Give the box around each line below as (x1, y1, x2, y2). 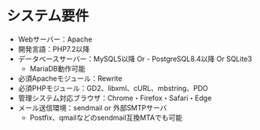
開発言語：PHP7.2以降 (17, 44, 90, 53)
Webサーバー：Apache (17, 34, 93, 44)
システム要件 (6, 7, 90, 25)
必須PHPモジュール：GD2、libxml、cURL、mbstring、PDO (17, 83, 209, 92)
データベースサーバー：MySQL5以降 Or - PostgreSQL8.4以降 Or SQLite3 (17, 54, 252, 63)
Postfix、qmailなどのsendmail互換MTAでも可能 (29, 113, 183, 122)
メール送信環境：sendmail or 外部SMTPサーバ (17, 103, 167, 112)
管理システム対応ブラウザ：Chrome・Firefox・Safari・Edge (17, 93, 212, 103)
